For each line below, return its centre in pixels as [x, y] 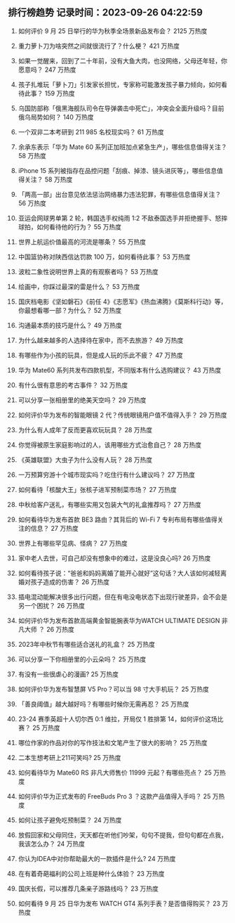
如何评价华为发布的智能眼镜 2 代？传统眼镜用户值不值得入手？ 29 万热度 [122, 415]
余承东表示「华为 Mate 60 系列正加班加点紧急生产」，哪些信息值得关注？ [122, 147]
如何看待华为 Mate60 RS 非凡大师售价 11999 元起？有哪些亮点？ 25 [115, 773]
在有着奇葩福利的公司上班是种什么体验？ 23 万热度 [91, 873]
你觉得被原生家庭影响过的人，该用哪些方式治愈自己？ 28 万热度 [110, 444]
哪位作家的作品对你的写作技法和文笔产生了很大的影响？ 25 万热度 [113, 742]
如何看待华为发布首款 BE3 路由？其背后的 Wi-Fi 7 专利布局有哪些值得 [117, 519]
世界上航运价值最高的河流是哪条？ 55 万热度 [82, 242]
